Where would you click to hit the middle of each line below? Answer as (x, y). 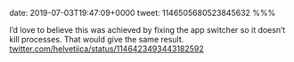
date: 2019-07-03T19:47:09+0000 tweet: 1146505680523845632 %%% (143, 13)
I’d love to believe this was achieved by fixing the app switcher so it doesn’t (147, 30)
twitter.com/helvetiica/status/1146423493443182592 (107, 49)
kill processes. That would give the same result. (97, 39)
